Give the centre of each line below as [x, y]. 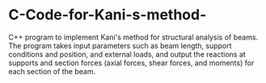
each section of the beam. [52, 71]
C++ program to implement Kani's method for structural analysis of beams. [133, 37]
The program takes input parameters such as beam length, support [120, 45]
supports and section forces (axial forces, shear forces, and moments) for [131, 63]
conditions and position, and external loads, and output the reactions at [127, 54]
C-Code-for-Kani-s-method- [108, 15]
